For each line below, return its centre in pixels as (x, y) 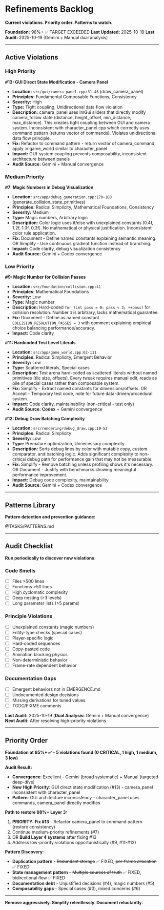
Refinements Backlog (49, 9)
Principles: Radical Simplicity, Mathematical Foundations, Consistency (83, 207)
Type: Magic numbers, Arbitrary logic (50, 217)
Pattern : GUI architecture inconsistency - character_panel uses (76, 797)
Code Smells (20, 571)
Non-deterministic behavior (40, 660)
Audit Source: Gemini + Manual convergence (58, 164)
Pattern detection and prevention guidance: (50, 517)
